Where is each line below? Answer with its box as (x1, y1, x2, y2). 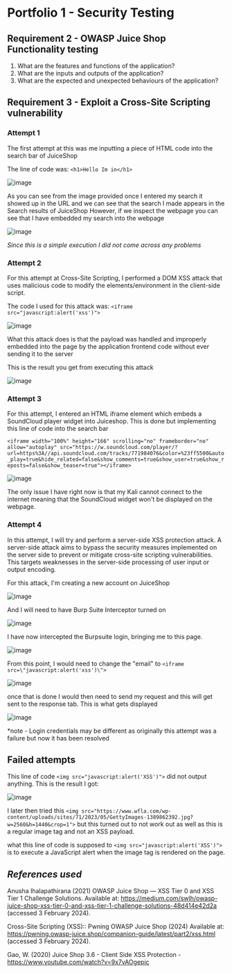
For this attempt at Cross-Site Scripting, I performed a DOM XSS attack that (7, 273, 223, 282)
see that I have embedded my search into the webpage (7, 214, 165, 222)
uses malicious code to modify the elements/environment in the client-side (7, 281, 220, 289)
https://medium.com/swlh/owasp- (121, 894, 218, 903)
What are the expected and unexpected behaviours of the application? (17, 76, 219, 85)
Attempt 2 (7, 258, 42, 268)
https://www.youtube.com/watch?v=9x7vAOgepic (7, 958, 150, 966)
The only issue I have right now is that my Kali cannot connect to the (7, 488, 202, 496)
